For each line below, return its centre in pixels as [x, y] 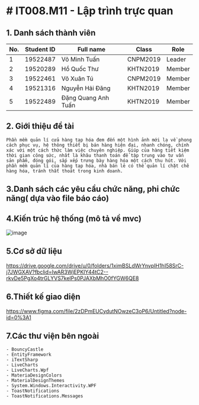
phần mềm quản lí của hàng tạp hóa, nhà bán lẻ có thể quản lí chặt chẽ [98, 166]
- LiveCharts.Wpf [28, 370]
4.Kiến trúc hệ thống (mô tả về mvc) [74, 218]
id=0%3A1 [19, 317]
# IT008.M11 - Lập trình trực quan [90, 11]
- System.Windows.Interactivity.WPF [51, 386]
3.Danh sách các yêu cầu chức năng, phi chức [93, 189]
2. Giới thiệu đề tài [40, 126]
